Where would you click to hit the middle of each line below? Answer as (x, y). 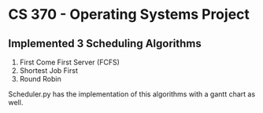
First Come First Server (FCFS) (69, 62)
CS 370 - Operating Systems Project (129, 15)
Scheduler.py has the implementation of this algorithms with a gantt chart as (132, 94)
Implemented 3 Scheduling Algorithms (105, 44)
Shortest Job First (49, 71)
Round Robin (40, 79)
